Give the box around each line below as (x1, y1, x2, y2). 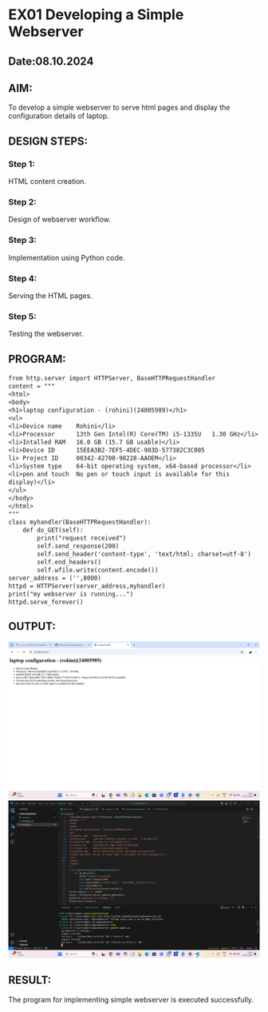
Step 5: (8, 310, 37, 321)
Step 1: (8, 158, 35, 169)
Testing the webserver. (8, 329, 84, 339)
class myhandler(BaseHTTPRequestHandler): (8, 518, 152, 527)
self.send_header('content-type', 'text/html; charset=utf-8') (37, 550, 251, 559)
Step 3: (8, 234, 37, 245)
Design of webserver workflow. (8, 214, 112, 225)
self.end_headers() (37, 558, 102, 567)
